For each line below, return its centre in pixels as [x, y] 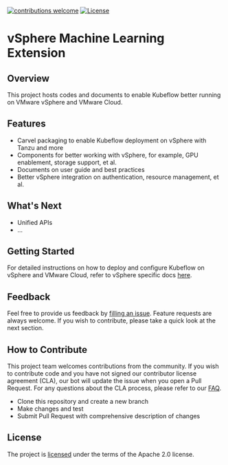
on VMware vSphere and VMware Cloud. [65, 102]
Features [26, 124]
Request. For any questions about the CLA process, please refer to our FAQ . [114, 388]
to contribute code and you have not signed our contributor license [102, 374]
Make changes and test [50, 409]
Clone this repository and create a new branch [83, 402]
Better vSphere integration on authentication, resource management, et [118, 177]
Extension [36, 53]
